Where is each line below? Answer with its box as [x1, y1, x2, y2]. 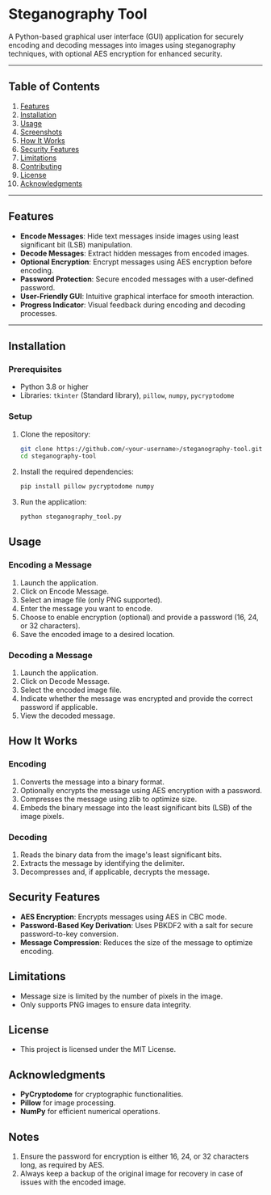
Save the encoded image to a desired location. [19, 629, 175, 639]
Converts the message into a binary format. [19, 777, 165, 787]
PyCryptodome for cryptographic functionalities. [19, 1089, 184, 1100]
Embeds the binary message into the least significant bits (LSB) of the [19, 802, 252, 813]
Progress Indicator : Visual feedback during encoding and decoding [19, 300, 246, 310]
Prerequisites [8, 363, 62, 374]
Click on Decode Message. [19, 677, 110, 686]
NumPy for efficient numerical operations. [19, 1107, 161, 1117]
